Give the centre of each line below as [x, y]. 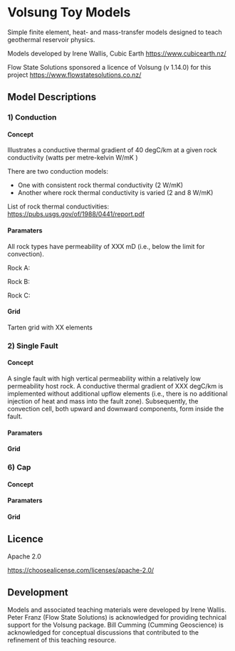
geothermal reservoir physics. [51, 39]
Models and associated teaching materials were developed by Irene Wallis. [117, 610]
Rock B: [19, 281]
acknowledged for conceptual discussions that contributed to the [103, 632]
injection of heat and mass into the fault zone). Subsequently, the [103, 401]
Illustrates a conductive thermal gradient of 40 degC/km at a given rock [112, 150]
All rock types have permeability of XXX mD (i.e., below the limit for [106, 246]
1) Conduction [32, 117]
